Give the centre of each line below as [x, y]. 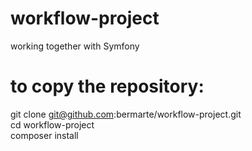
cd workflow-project [52, 124]
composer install [44, 135]
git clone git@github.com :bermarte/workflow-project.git [126, 114]
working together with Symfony [75, 46]
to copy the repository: [107, 86]
